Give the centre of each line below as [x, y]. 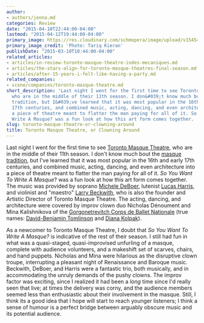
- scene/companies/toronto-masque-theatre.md [65, 85]
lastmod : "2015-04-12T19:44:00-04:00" [55, 35]
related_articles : [29, 57]
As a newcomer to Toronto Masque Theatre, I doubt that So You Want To [97, 230]
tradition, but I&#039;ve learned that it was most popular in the [99, 102]
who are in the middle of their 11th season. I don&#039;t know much [101, 96]
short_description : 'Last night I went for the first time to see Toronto [103, 91]
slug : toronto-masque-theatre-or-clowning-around [70, 125]
